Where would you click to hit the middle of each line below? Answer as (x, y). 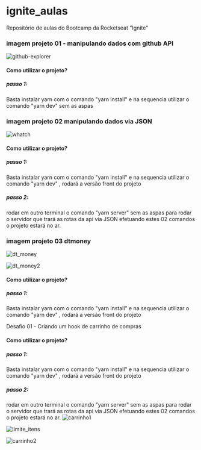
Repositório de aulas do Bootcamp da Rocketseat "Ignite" (77, 28)
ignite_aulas (37, 11)
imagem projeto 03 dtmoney (49, 241)
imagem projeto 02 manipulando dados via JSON (79, 121)
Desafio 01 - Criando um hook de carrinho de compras (74, 327)
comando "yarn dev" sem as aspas (50, 105)
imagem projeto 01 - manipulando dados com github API (90, 43)
